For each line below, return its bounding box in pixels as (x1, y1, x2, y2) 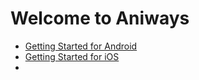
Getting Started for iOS (24, 50, 120, 62)
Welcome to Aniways (10, 7, 190, 30)
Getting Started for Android (24, 40, 138, 52)
